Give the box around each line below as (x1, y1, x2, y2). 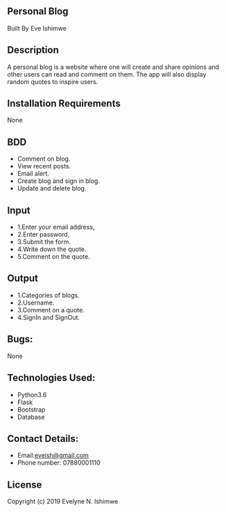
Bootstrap (17, 405, 46, 413)
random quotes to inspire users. (7, 77, 98, 86)
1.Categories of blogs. (17, 291, 80, 299)
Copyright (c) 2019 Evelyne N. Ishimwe (7, 497, 119, 506)
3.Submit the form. (17, 238, 71, 246)
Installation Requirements (7, 97, 121, 110)
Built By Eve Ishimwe (7, 24, 67, 32)
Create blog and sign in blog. (17, 177, 101, 185)
